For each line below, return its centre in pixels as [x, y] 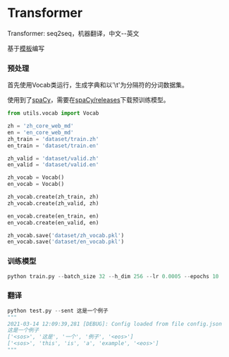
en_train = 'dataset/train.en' [53, 146]
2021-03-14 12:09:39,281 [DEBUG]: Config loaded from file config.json [114, 324]
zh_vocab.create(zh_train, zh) [53, 197]
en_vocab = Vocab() [36, 184]
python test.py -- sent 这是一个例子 [58, 311]
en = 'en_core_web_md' [41, 132]
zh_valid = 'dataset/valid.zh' [53, 158]
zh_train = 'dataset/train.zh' [53, 139]
